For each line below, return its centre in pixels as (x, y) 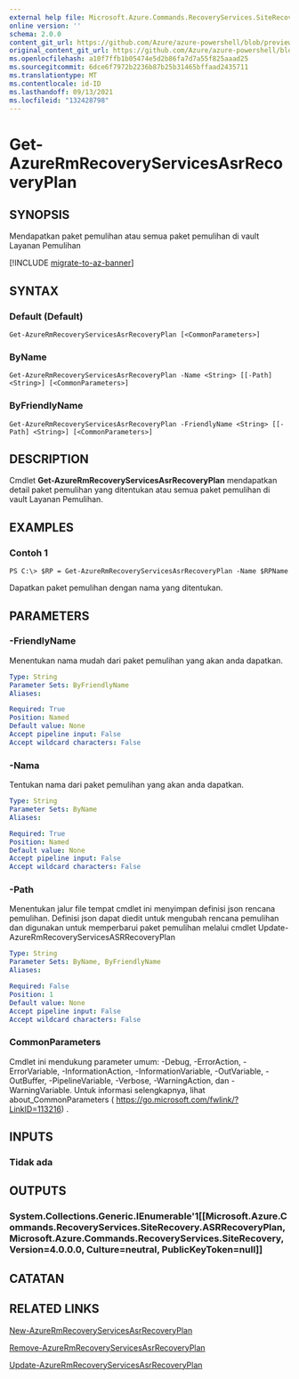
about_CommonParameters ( (62, 1099)
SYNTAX (34, 291)
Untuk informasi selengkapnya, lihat (140, 1090)
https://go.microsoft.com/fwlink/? (177, 1099)
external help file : (48, 17)
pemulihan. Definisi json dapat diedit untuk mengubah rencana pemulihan (144, 919)
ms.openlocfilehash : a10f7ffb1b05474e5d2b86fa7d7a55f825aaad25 (129, 59)
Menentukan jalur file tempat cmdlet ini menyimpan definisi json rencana (142, 909)
